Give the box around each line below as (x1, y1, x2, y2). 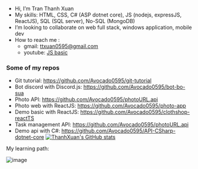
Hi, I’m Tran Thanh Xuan (14, 5, 74, 12)
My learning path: (6, 145, 49, 152)
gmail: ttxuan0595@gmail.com (23, 43, 99, 50)
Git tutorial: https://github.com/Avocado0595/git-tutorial (14, 77, 152, 84)
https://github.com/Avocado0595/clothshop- (80, 109, 190, 116)
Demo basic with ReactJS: (14, 109, 79, 116)
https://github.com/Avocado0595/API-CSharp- (61, 127, 176, 135)
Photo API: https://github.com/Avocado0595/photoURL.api (14, 96, 158, 103)
